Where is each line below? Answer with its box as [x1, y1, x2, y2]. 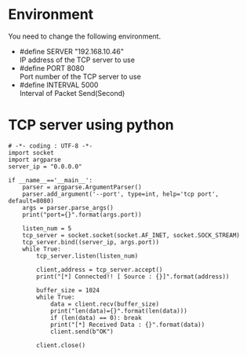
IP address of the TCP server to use [19, 55, 136, 64]
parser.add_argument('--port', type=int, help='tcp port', [22, 190, 220, 198]
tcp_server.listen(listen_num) [36, 251, 139, 260]
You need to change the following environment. [8, 31, 162, 41]
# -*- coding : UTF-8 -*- [8, 141, 93, 150]
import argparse [8, 156, 61, 163]
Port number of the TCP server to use [19, 72, 141, 81]
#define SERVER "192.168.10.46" [19, 46, 124, 56]
